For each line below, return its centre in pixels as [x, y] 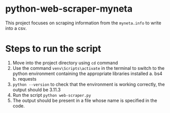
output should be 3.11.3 [37, 90]
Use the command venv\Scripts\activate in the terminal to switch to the [89, 68]
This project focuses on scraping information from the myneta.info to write [83, 23]
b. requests [24, 79]
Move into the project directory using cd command [65, 63]
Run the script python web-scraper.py [52, 95]
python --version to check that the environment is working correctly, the [89, 84]
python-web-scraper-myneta [69, 9]
